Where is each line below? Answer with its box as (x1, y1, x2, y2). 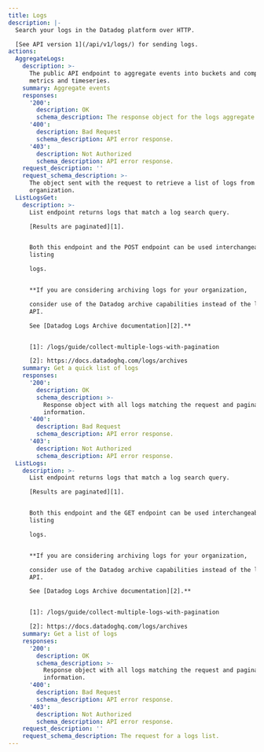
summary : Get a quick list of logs (22, 365, 139, 372)
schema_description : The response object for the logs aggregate (36, 113, 255, 122)
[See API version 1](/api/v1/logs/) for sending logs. (15, 40, 199, 48)
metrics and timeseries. (28, 76, 111, 85)
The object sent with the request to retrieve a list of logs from (28, 179, 255, 187)
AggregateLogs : (15, 55, 65, 63)
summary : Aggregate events (22, 84, 111, 92)
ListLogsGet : (15, 193, 58, 201)
